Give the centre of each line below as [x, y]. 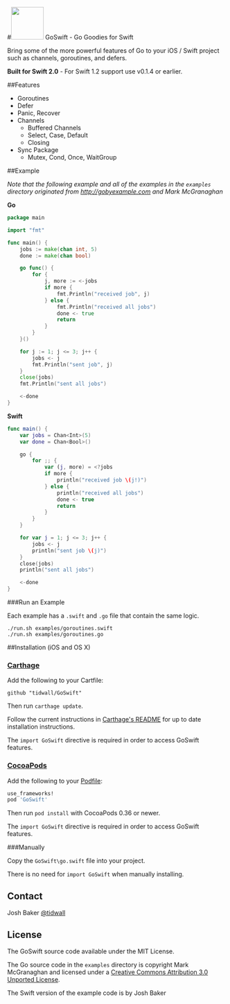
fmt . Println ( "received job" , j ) [103, 294]
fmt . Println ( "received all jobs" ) [106, 307]
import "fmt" [26, 230]
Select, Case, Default [57, 135]
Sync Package [38, 150]
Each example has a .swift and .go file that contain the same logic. [103, 615]
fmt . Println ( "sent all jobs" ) [63, 384]
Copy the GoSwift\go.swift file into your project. [76, 861]
